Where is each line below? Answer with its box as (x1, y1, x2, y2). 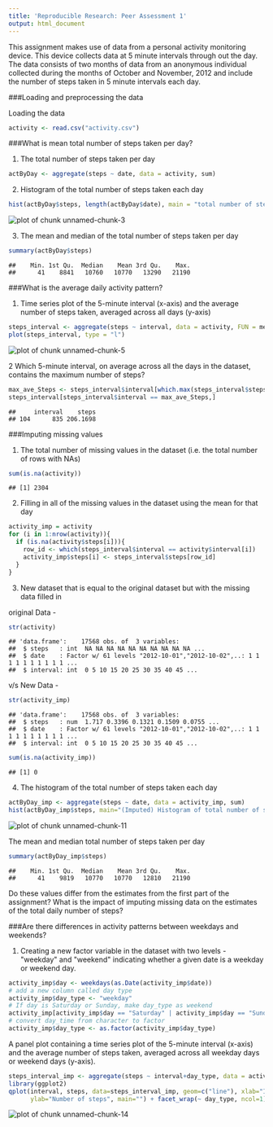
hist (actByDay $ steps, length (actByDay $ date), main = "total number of (8, 200, 253, 208)
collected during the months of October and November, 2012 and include (8, 68, 253, 77)
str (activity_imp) (8, 696, 71, 704)
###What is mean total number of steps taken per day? (8, 138, 193, 148)
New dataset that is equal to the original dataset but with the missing (19, 583, 250, 593)
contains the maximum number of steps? (8, 370, 145, 379)
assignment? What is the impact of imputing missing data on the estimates (8, 897, 258, 906)
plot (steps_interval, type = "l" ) (8, 331, 126, 339)
